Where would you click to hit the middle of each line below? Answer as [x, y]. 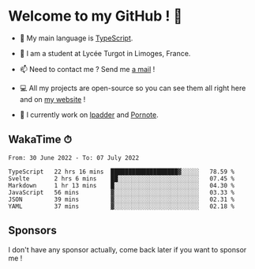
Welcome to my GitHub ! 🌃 [96, 16]
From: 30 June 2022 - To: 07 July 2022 [74, 157]
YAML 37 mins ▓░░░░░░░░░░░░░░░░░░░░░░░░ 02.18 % [122, 206]
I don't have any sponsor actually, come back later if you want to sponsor [127, 249]
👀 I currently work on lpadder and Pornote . [89, 115]
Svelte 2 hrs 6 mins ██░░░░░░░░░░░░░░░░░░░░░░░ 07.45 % [122, 178]
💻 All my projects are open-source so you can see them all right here [133, 88]
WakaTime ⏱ [40, 140]
